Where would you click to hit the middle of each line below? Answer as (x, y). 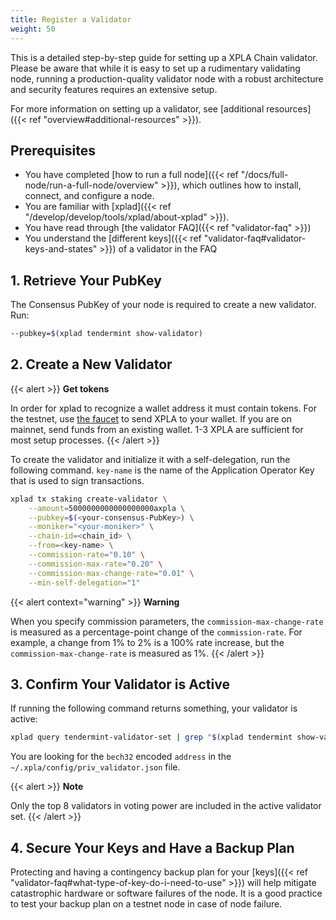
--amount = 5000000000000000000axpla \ (107, 508)
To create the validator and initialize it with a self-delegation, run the (150, 459)
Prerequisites (53, 150)
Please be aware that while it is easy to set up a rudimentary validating (155, 68)
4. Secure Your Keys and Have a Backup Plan (152, 847)
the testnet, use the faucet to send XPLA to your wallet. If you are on (151, 418)
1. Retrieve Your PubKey (86, 280)
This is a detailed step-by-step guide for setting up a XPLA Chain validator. (164, 57)
